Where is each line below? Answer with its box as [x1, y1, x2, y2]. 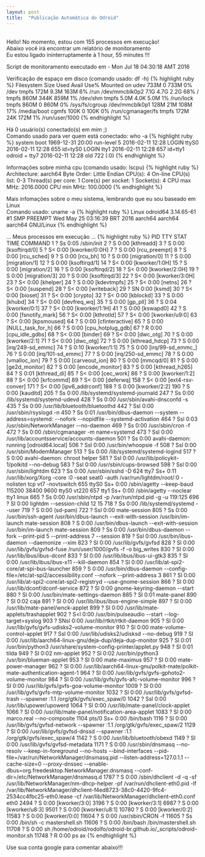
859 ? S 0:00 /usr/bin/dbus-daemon [72, 565, 163, 572]
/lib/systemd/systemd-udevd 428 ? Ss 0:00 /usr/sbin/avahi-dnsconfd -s [6, 396, 188, 403]
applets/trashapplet [6, 610, 56, 617]
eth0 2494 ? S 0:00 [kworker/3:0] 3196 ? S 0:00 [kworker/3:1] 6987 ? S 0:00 [6, 799, 199, 806]
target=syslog [6, 617, 42, 624]
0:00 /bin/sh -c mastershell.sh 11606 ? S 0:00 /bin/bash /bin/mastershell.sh [6, 818, 196, 826]
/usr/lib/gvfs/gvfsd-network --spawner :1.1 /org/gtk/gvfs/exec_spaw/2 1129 [6, 721, 196, 728]
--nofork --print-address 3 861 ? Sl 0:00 [94, 571, 196, 579]
